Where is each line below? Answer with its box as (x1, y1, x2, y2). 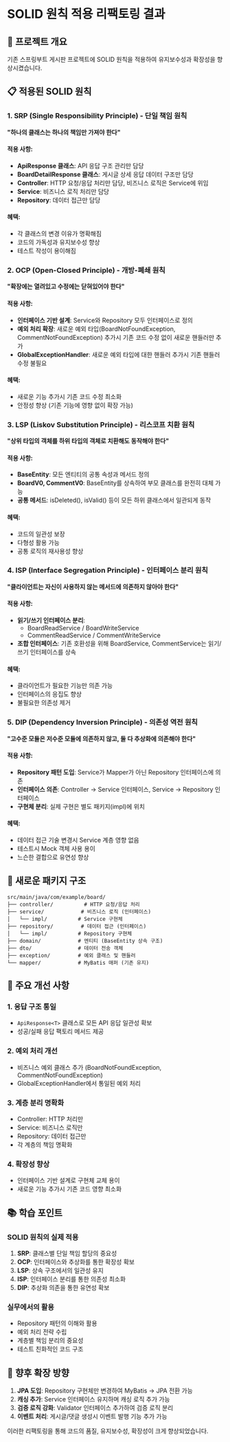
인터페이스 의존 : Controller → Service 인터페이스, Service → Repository (16, 785, 214, 793)
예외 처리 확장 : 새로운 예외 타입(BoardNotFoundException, (16, 324, 176, 333)
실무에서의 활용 (7, 1302, 55, 1312)
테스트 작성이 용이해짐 (16, 247, 77, 255)
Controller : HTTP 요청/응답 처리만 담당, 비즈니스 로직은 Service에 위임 (16, 179, 209, 187)
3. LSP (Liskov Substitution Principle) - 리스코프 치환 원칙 (7, 420, 195, 429)
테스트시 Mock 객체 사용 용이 (16, 844, 96, 852)
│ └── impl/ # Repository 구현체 (7, 930, 133, 937)
